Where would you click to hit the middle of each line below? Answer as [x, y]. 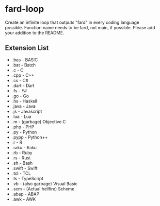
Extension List [27, 48]
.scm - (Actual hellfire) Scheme [43, 189]
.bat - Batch [24, 65]
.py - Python [24, 132]
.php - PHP [23, 127]
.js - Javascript [27, 111]
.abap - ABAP [26, 194]
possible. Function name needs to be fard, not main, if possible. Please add [80, 27]
